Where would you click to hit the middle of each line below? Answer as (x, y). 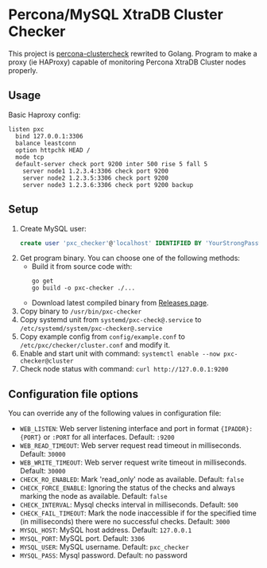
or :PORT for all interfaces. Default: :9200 (109, 437)
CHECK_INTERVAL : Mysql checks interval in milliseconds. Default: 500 (129, 505)
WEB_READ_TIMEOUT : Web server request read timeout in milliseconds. (131, 445)
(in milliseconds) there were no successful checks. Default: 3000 (125, 522)
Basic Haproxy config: (44, 115)
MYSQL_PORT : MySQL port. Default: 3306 (82, 539)
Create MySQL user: (53, 228)
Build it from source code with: (82, 266)
